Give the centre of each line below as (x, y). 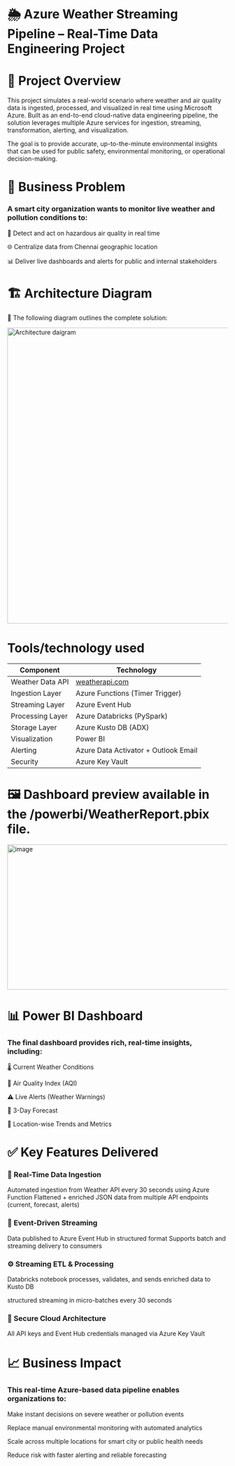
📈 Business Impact (64, 1363)
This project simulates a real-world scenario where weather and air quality (114, 100)
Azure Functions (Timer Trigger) (129, 694)
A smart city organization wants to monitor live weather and (111, 209)
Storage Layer (34, 727)
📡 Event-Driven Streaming (52, 1223)
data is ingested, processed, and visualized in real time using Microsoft (109, 108)
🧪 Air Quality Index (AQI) (42, 1083)
